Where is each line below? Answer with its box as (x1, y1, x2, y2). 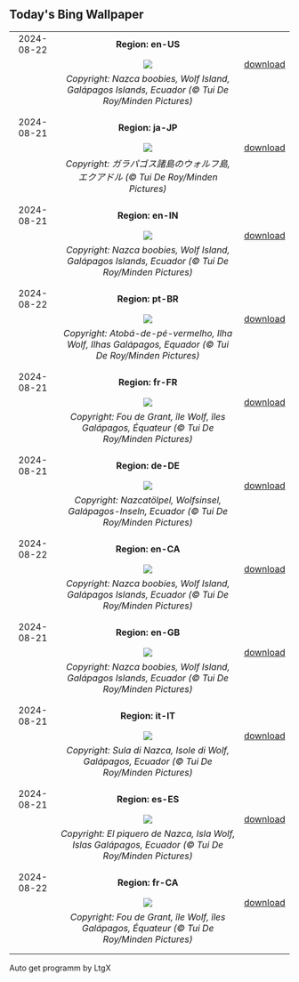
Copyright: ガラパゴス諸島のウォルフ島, (65, 157, 230, 170)
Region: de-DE (116, 459, 180, 471)
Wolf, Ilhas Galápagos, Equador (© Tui (66, 338, 230, 350)
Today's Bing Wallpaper (9, 7, 144, 22)
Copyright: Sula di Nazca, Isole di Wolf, (66, 744, 230, 756)
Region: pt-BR (117, 293, 180, 305)
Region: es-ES (117, 793, 180, 805)
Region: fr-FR (118, 375, 178, 388)
